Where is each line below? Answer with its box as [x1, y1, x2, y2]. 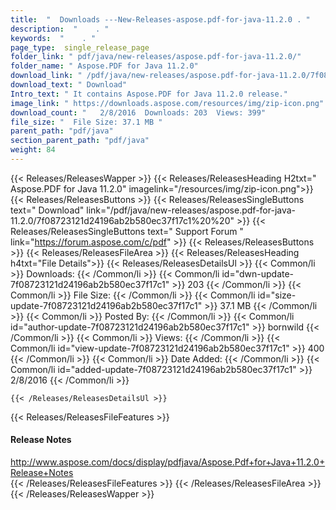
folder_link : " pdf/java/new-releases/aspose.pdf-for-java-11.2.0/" [10, 52, 302, 62]
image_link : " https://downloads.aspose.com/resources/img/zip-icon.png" [10, 98, 325, 108]
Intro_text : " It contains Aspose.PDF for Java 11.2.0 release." [10, 89, 288, 99]
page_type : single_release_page [10, 42, 150, 53]
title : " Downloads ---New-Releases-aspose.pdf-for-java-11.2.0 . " [10, 14, 311, 25]
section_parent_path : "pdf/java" [10, 136, 150, 146]
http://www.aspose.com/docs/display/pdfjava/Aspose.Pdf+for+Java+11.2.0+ [10, 456, 326, 468]
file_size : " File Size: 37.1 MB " [10, 117, 163, 127]
